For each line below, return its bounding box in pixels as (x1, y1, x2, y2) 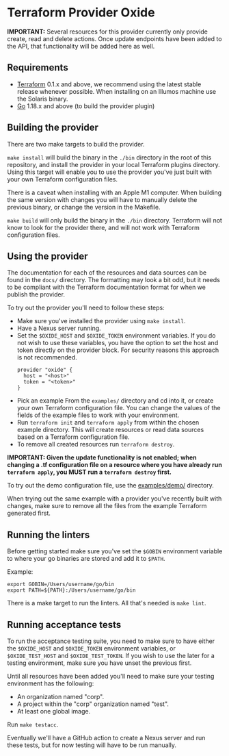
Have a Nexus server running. (16, 324, 101, 333)
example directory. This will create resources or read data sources (16, 426, 204, 434)
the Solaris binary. (16, 94, 68, 103)
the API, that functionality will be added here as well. (7, 42, 155, 50)
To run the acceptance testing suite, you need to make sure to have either (7, 637, 215, 645)
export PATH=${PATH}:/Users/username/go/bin (7, 587, 136, 594)
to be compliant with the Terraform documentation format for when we (7, 283, 206, 292)
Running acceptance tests (7, 618, 122, 631)
